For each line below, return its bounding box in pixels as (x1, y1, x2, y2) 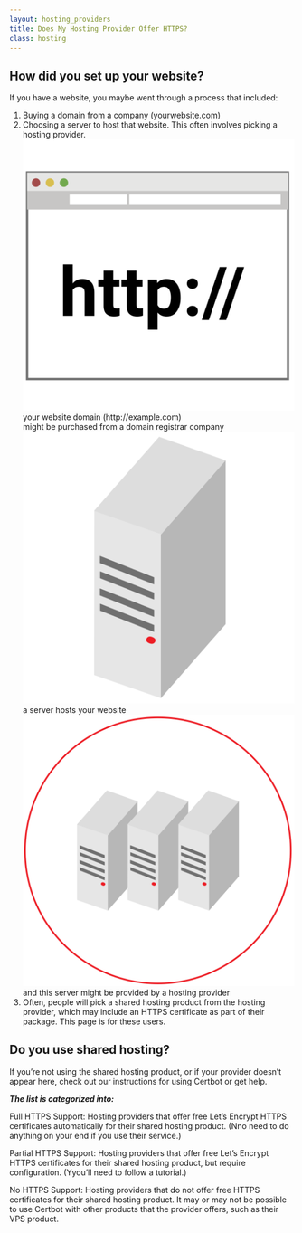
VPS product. (9, 1213, 59, 1224)
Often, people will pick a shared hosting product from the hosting (22, 996, 266, 1008)
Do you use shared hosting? (9, 1042, 170, 1058)
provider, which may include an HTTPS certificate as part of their (22, 1006, 265, 1017)
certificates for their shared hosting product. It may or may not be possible (9, 1194, 288, 1205)
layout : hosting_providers (9, 14, 111, 24)
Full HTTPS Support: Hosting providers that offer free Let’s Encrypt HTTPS (9, 1111, 288, 1122)
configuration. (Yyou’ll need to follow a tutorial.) (9, 1167, 187, 1178)
